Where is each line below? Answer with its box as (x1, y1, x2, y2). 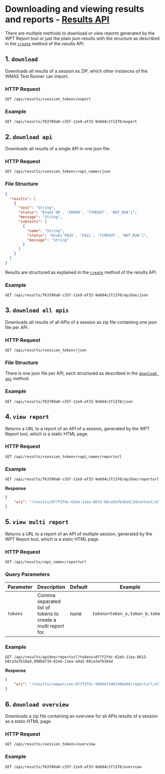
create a (37, 616, 56, 623)
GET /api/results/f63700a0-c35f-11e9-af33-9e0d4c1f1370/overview (5, 764, 141, 769)
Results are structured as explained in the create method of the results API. (5, 269, 157, 275)
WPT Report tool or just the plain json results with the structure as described (5, 35, 160, 41)
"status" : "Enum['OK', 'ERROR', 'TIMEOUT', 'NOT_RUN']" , (18, 210, 137, 215)
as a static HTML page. (5, 718, 53, 724)
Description (37, 583, 65, 590)
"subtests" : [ (18, 219, 48, 224)
